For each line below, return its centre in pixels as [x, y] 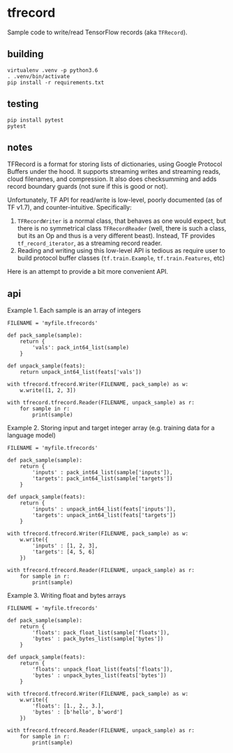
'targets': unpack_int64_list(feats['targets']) [104, 516]
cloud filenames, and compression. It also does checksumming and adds [112, 179]
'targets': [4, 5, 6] [64, 552]
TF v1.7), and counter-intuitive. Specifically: [70, 207]
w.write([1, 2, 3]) [48, 390]
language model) [31, 435]
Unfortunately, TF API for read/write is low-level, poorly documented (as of [115, 200]
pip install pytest [36, 120]
